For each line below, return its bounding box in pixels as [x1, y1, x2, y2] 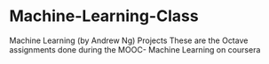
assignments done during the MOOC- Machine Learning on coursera [9, 44, 261, 54]
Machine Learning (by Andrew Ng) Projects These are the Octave [9, 35, 249, 46]
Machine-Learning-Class [9, 6, 199, 26]
